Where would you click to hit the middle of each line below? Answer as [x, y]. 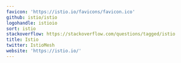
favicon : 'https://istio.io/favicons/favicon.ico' [71, 12]
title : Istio [22, 40]
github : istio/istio [32, 17]
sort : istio [21, 28]
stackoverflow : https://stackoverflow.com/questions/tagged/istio [91, 34]
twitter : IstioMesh [31, 46]
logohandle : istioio [32, 23]
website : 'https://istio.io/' [44, 51]
